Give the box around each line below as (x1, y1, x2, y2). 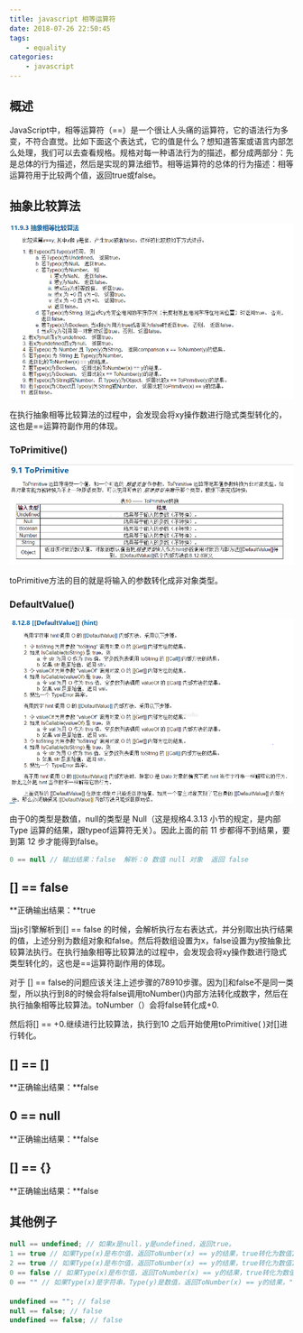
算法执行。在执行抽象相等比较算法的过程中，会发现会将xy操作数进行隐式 (16, 947, 287, 958)
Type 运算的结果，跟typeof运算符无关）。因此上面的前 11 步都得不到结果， (9, 824, 282, 835)
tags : (9, 33, 30, 42)
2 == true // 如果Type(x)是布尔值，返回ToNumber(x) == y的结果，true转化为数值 (9, 1259, 292, 1268)
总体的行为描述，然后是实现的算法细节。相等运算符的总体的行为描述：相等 (16, 158, 294, 169)
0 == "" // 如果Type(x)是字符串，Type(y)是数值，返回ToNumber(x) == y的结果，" (9, 1277, 293, 1287)
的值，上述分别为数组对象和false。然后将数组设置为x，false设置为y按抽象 (9, 935, 284, 946)
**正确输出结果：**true (9, 905, 96, 915)
